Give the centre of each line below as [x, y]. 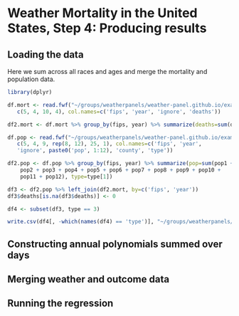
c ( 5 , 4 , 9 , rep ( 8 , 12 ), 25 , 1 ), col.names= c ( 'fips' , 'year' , [109, 144]
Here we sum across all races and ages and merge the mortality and [107, 72]
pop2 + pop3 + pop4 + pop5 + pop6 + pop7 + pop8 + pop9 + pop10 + [121, 170]
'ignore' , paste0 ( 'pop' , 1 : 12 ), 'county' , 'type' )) [95, 151]
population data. [31, 79]
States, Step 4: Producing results [107, 28]
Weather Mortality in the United [102, 13]
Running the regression [60, 304]
